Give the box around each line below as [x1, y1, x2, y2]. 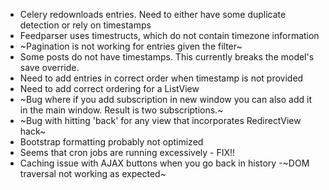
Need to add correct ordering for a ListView [19, 83, 200, 94]
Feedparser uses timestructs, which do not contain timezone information [19, 30, 320, 41]
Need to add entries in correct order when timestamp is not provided [19, 72, 304, 84]
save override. [19, 62, 80, 73]
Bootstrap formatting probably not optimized [19, 136, 204, 148]
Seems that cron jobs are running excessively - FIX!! [19, 147, 236, 158]
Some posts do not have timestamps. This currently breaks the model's [19, 51, 315, 63]
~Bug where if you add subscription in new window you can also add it [19, 94, 312, 105]
